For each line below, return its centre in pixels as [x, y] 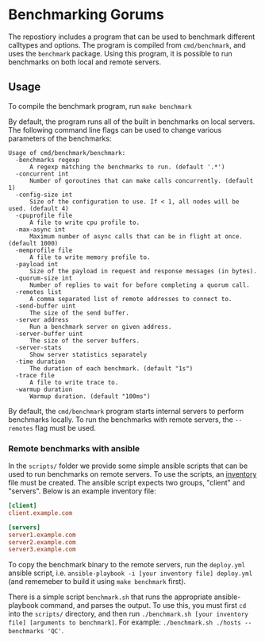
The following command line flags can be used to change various [115, 130]
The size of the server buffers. [84, 340]
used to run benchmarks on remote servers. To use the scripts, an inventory [132, 474]
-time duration [40, 362]
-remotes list [38, 292]
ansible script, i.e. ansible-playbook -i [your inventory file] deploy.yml [131, 573]
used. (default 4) [38, 208]
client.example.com [40, 513]
